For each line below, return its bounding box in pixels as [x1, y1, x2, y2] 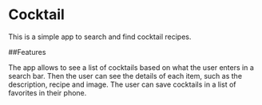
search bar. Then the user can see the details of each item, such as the [8, 71, 242, 80]
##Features [8, 47, 46, 56]
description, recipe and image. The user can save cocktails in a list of [8, 80, 236, 89]
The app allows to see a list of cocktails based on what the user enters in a [8, 62, 254, 72]
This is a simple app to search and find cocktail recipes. [8, 32, 192, 41]
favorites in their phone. [8, 87, 87, 97]
